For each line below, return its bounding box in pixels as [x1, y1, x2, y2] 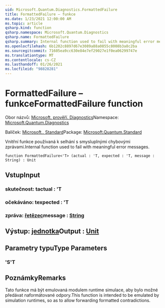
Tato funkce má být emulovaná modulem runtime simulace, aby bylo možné [5, 287, 158, 293]
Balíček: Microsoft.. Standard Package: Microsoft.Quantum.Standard [5, 129, 142, 135]
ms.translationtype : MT [5, 53, 54, 58]
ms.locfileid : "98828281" [5, 67, 58, 72]
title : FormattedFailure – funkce [5, 12, 76, 17]
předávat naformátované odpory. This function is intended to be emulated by [5, 292, 160, 298]
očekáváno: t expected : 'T [5, 199, 69, 206]
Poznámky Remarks [5, 274, 66, 282]
